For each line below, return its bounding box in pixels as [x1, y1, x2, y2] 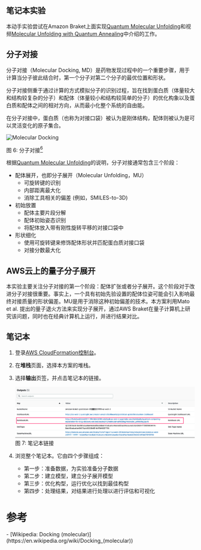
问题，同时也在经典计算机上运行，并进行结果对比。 [16, 313, 142, 320]
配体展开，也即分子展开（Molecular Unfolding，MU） [14, 172, 148, 179]
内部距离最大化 [23, 187, 61, 194]
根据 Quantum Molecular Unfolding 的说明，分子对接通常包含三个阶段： [6, 159, 180, 166]
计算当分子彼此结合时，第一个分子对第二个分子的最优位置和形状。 [6, 74, 169, 81]
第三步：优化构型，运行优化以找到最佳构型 [23, 480, 129, 487]
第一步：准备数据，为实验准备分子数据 [23, 465, 118, 472]
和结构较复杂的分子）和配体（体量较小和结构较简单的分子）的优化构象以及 [6, 94, 190, 101]
